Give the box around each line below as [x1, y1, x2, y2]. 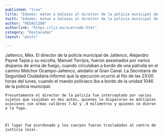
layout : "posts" [5, 35, 38, 40]
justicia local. [5, 127, 38, 132]
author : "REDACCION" [5, 21, 47, 26]
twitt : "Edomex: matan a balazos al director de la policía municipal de [5, 16, 159, 21]
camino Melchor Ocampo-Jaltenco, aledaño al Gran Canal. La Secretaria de [5, 68, 157, 73]
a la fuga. [5, 106, 27, 111]
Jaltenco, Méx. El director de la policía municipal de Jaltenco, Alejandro [5, 52, 149, 58]
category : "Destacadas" [5, 30, 54, 35]
